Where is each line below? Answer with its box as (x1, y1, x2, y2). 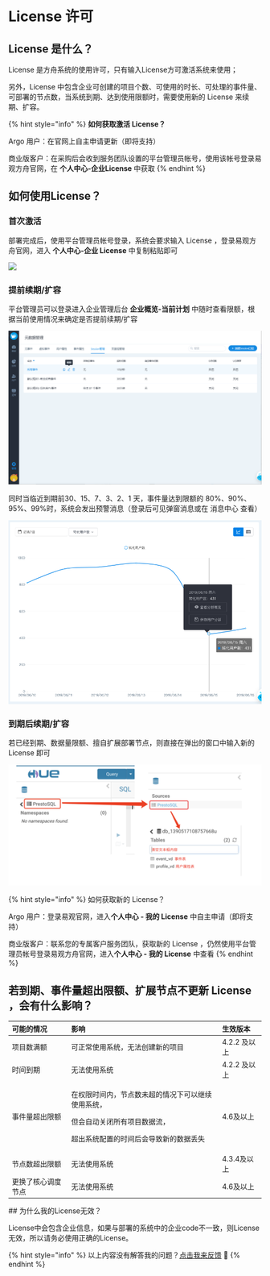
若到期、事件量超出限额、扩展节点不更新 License (8, 983, 252, 997)
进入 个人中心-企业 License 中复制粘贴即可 (35, 245, 178, 255)
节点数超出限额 (11, 1158, 62, 1169)
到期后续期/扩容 (8, 718, 70, 729)
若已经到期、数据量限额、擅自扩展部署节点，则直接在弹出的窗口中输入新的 (8, 738, 255, 748)
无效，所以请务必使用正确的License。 (8, 1233, 133, 1243)
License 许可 (8, 7, 94, 26)
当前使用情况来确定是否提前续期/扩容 (14, 314, 138, 323)
